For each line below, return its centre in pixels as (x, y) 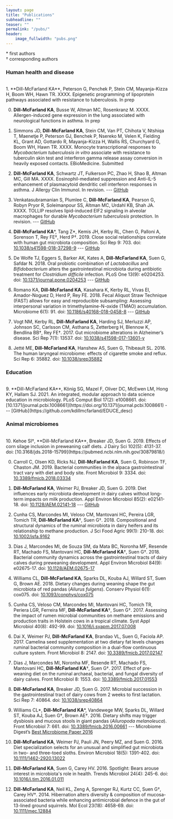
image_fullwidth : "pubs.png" (46, 39)
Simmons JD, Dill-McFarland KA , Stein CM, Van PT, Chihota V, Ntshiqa (89, 131)
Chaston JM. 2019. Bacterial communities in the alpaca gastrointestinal (88, 467)
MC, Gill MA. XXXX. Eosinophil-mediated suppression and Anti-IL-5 (85, 179)
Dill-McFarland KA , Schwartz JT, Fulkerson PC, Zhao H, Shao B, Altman (90, 173)
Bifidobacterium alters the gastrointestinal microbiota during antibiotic (88, 269)
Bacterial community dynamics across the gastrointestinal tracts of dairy (90, 557)
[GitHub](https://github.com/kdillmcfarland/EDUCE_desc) (72, 411)
